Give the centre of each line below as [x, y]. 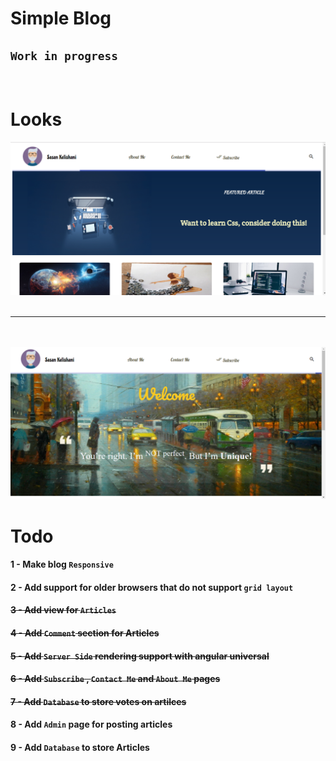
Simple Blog [61, 18]
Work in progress [64, 55]
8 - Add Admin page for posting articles [91, 724]
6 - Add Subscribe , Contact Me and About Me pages [115, 679]
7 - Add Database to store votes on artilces [98, 701]
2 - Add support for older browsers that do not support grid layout [152, 587]
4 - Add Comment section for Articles [85, 633]
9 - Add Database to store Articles [80, 747]
